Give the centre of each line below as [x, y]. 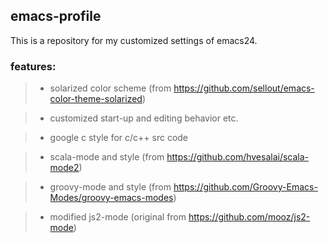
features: [33, 66]
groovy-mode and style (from [110, 187]
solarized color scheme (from [110, 88]
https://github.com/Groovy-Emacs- [245, 187]
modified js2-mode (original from [118, 217]
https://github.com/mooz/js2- [249, 217]
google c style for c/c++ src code [119, 138]
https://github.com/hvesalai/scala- [238, 157]
